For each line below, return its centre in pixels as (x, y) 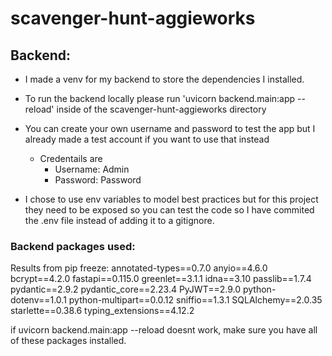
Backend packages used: (73, 246)
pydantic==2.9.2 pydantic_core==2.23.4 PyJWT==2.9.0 (126, 289)
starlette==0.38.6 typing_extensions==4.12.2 (102, 311)
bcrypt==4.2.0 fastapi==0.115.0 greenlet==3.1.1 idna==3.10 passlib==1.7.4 (161, 279)
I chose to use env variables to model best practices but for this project (171, 199)
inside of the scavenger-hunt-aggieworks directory (161, 109)
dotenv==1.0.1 (38, 300)
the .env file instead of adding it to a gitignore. (119, 220)
